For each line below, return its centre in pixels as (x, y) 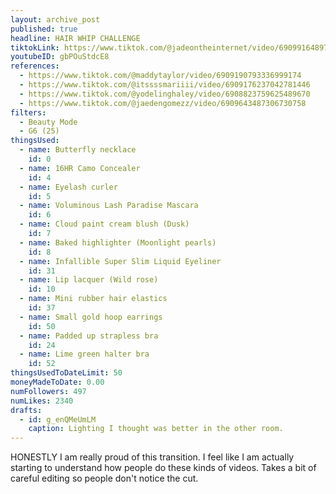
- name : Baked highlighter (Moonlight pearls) (118, 242)
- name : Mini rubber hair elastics (93, 299)
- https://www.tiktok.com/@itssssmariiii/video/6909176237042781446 (165, 85)
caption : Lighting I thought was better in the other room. (156, 429)
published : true (44, 29)
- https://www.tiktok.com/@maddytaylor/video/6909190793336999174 (160, 76)
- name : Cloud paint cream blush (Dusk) (104, 224)
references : (35, 66)
